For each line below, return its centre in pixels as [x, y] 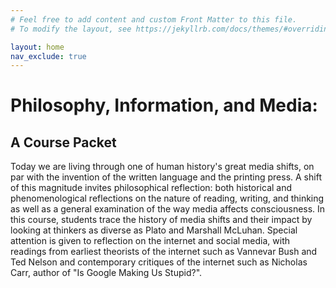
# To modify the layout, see [71, 29]
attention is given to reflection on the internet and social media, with [150, 241]
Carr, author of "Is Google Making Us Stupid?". [106, 273]
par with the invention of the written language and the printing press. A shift [166, 177]
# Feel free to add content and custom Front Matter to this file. [154, 19]
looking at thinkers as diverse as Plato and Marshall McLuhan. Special [154, 230]
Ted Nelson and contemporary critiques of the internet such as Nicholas [159, 262]
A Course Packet [63, 142]
